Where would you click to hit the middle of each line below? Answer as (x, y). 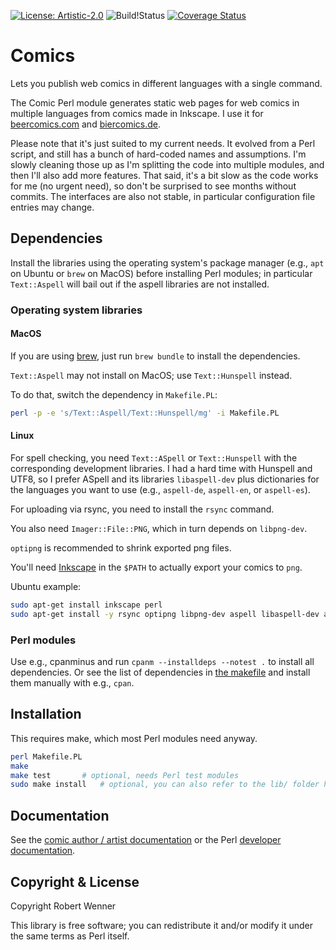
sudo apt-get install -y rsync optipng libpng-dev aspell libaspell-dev (165, 614)
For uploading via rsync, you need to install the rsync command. (142, 509)
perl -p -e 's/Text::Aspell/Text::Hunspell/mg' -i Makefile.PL (145, 413)
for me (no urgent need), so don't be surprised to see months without (153, 186)
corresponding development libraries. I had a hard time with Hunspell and (161, 468)
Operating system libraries (76, 310)
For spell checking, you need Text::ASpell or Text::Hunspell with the (154, 457)
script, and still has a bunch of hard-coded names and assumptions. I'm (158, 154)
